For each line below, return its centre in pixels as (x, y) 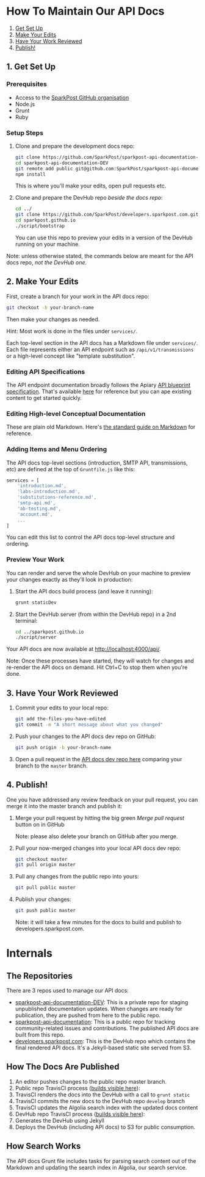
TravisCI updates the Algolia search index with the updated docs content (106, 1107)
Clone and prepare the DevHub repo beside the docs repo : (89, 198)
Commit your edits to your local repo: (62, 708)
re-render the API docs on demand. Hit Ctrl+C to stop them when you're (97, 667)
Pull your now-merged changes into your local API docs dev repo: (98, 848)
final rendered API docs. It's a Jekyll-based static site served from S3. (103, 1048)
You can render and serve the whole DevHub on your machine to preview (99, 573)
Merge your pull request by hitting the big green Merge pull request (100, 818)
